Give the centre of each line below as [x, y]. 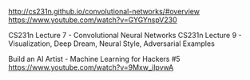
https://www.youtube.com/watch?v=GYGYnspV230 [93, 20]
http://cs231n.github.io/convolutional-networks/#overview [104, 11]
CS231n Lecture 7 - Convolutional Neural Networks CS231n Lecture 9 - [125, 35]
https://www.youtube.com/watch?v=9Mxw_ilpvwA [91, 67]
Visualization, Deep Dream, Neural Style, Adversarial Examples [112, 44]
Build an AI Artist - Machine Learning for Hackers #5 [95, 59]
